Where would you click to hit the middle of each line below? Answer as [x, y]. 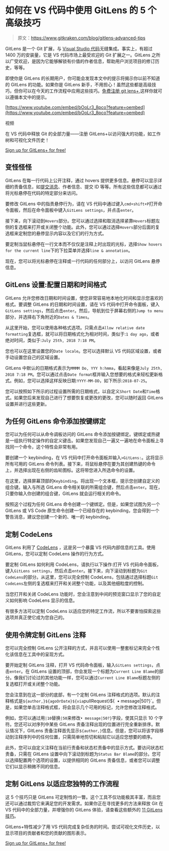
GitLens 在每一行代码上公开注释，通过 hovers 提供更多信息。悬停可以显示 [81, 180]
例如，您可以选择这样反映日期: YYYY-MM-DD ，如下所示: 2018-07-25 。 [82, 380]
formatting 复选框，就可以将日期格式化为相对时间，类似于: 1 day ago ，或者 [82, 334]
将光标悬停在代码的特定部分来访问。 [43, 193]
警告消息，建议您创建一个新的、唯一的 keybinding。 [59, 517]
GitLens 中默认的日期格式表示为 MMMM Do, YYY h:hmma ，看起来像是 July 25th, [84, 368]
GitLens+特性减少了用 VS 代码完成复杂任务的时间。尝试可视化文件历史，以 [82, 827]
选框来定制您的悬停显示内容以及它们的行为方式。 [56, 233]
